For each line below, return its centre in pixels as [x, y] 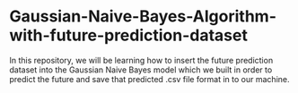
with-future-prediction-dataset [129, 35]
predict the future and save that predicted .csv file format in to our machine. [149, 79]
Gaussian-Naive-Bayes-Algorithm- [143, 17]
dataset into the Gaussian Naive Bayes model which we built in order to [141, 70]
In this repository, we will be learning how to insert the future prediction [141, 60]
